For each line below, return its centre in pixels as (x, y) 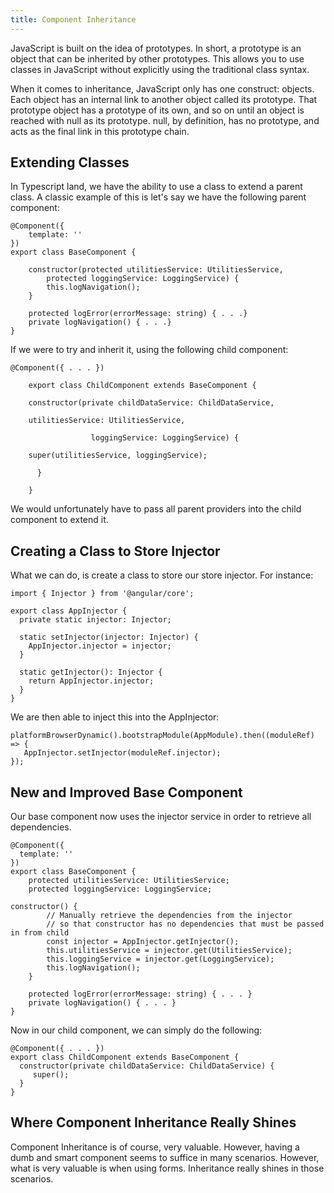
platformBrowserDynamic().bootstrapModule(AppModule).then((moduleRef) (162, 736)
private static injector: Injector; (95, 620)
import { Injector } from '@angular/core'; (102, 594)
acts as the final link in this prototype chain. (100, 131)
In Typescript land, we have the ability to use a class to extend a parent (156, 187)
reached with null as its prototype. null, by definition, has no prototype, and (165, 120)
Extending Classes (70, 162)
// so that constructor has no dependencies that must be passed (185, 924)
